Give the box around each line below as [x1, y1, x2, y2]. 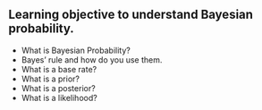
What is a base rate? [21, 63, 97, 74]
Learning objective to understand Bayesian [8, 7, 254, 22]
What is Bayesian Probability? [21, 45, 131, 55]
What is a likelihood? [21, 92, 97, 103]
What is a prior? [21, 73, 80, 84]
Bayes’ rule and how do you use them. [21, 54, 163, 65]
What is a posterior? [21, 82, 96, 93]
